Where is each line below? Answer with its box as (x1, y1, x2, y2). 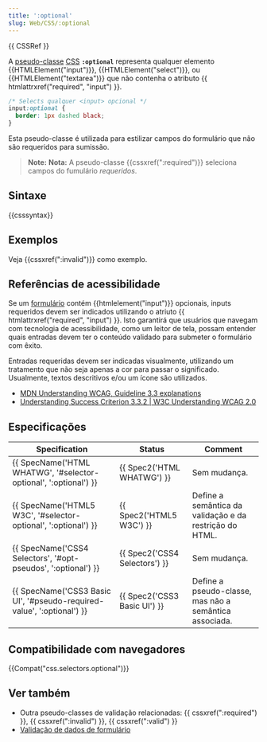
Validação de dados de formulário (19, 724, 131, 734)
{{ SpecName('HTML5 (12, 500, 95, 511)
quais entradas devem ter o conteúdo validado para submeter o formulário (8, 332, 253, 342)
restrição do (192, 520, 238, 531)
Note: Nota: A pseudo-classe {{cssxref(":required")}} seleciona (27, 158, 237, 167)
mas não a (192, 596, 231, 607)
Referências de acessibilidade (8, 278, 161, 291)
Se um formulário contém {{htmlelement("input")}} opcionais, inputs (8, 299, 232, 308)
